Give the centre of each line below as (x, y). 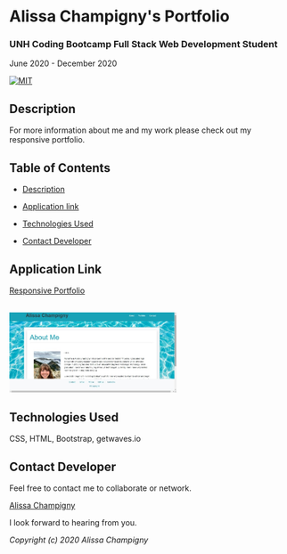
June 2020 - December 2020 (63, 63)
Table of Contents (60, 168)
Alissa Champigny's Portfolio (119, 16)
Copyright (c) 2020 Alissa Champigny (79, 540)
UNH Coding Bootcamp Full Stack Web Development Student (143, 45)
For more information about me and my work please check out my (131, 130)
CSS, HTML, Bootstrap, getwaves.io (75, 439)
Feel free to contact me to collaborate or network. (100, 488)
